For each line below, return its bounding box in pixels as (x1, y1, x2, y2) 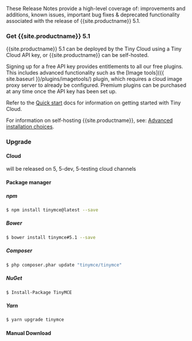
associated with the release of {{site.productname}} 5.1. (6, 18, 141, 24)
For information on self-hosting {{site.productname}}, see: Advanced (6, 117, 173, 124)
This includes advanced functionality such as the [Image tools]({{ (6, 69, 164, 76)
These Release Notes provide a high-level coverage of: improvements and (6, 5, 186, 12)
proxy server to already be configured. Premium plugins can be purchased (6, 82, 187, 89)
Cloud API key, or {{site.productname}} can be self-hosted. (6, 52, 149, 59)
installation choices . (6, 123, 55, 130)
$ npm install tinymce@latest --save (6, 207, 99, 213)
